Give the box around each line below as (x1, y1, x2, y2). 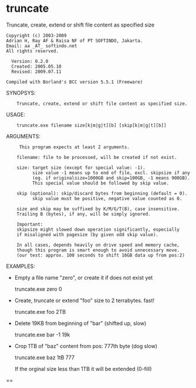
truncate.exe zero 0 (14, 285, 62, 293)
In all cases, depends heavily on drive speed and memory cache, (16, 242, 180, 248)
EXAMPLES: (6, 263, 35, 270)
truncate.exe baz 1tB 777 (14, 354, 75, 361)
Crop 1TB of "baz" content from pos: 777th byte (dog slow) (14, 342, 157, 349)
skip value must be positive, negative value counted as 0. (32, 195, 183, 201)
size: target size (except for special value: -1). (16, 164, 146, 171)
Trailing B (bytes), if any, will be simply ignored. (16, 211, 151, 217)
